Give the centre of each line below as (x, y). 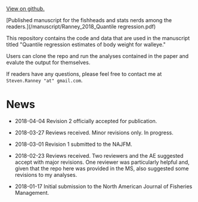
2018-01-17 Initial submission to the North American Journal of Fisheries (103, 186)
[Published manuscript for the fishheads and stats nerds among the (89, 20)
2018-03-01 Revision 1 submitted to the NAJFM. (73, 144)
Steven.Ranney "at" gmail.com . (44, 80)
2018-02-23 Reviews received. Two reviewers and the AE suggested (99, 155)
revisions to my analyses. (46, 175)
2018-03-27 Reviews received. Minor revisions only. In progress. (94, 132)
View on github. (25, 9)
